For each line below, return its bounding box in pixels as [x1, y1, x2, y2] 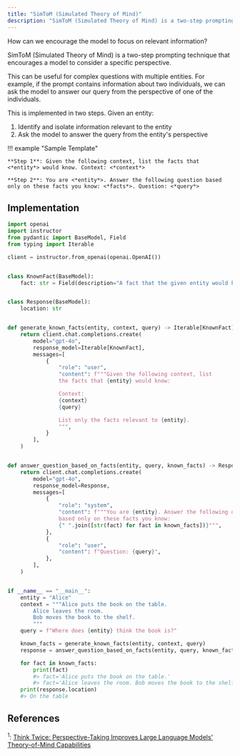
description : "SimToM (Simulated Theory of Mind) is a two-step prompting [7, 17, 235, 24]
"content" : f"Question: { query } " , [58, 548, 161, 555]
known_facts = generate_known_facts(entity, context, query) [20, 640, 206, 647]
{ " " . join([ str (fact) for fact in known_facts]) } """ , [58, 522, 222, 529]
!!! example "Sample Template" [7, 143, 99, 152]
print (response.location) [20, 686, 98, 693]
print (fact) [33, 666, 69, 673]
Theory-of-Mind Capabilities [7, 740, 91, 749]
